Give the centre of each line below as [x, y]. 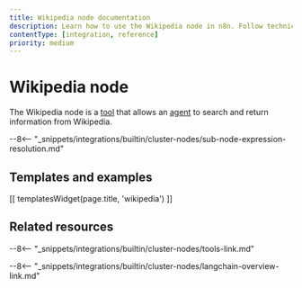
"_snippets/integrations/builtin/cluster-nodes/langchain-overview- [157, 265]
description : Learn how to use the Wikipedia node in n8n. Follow [136, 26]
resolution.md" [37, 148]
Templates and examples [81, 177]
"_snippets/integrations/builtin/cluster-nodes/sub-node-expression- [160, 139]
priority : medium [42, 43]
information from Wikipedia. [61, 121]
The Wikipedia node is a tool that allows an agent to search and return [139, 112]
